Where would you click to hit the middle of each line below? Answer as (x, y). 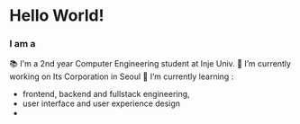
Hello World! (57, 16)
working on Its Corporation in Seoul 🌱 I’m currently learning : (122, 76)
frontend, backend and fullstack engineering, (106, 94)
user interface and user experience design (101, 103)
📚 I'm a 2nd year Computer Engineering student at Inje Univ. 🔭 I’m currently (150, 64)
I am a (23, 44)
